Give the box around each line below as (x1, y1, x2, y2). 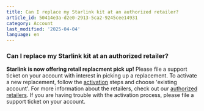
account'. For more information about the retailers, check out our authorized (6, 85, 197, 92)
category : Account (6, 20, 53, 26)
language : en (6, 32, 40, 38)
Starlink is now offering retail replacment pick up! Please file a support (6, 65, 188, 73)
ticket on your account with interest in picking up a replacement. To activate (6, 72, 197, 79)
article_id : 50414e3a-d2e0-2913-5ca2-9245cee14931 (6, 15, 138, 21)
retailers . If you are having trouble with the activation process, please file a (6, 91, 194, 99)
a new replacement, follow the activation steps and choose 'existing (6, 79, 177, 86)
